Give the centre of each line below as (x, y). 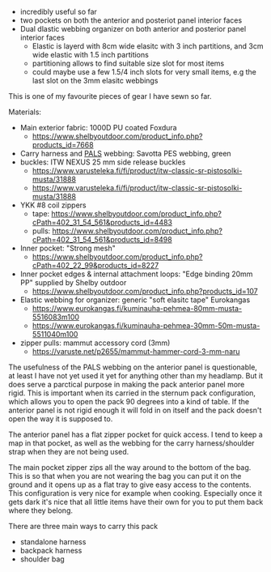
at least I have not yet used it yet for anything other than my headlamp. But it (135, 376)
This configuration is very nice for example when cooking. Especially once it (135, 493)
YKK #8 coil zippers (53, 205)
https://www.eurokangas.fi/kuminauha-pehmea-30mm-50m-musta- (146, 326)
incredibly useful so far (58, 12)
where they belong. (40, 510)
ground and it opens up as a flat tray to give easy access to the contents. (130, 484)
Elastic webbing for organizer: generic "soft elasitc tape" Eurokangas (135, 300)
